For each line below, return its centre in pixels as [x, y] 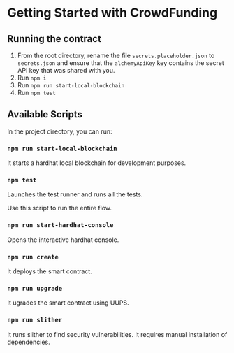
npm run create [33, 257]
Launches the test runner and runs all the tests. [75, 194]
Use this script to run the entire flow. [59, 208]
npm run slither [35, 320]
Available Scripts [45, 114]
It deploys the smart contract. [50, 271]
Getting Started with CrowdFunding [112, 13]
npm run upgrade [35, 288]
